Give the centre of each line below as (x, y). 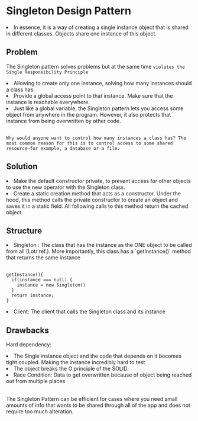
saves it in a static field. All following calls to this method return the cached (97, 206)
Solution (22, 167)
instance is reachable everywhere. (48, 102)
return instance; (33, 295)
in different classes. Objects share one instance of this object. (81, 33)
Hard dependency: (29, 345)
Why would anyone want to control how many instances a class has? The (96, 138)
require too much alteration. (40, 412)
